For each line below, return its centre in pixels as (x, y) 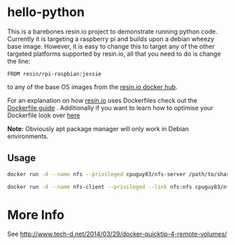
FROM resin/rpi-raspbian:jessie (54, 74)
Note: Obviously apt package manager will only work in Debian (98, 128)
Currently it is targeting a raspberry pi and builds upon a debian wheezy (111, 38)
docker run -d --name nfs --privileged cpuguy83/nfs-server (97, 174)
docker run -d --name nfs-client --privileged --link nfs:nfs (100, 187)
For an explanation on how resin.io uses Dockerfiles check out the (102, 100)
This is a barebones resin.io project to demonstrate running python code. (113, 31)
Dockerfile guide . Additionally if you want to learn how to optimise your (110, 107)
